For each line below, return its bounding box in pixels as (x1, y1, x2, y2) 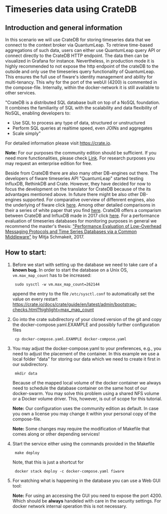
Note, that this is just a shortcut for (12, 459, 84, 465)
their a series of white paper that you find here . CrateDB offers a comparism (5, 207, 162, 213)
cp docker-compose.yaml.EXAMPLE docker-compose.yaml (14, 336, 127, 341)
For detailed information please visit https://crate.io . (5, 140, 112, 146)
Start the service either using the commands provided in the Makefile (12, 440, 155, 446)
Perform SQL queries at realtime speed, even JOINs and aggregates (12, 125, 153, 131)
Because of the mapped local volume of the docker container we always (12, 379, 161, 385)
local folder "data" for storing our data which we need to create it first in (12, 356, 161, 362)
